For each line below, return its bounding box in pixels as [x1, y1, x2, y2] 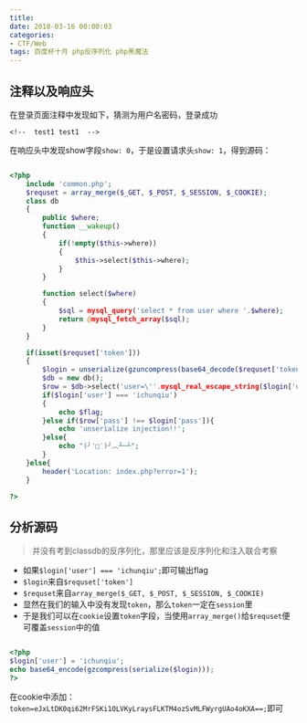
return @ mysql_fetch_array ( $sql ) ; [58, 314, 190, 324]
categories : [9, 30, 55, 39]
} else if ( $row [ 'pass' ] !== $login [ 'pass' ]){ [42, 416, 215, 425]
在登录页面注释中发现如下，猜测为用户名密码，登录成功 [9, 109, 217, 120]
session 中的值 [47, 622, 101, 633]
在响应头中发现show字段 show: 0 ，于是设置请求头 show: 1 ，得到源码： [9, 144, 271, 155]
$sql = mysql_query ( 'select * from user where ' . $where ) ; [58, 307, 284, 316]
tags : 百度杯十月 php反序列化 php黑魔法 [9, 47, 149, 57]
